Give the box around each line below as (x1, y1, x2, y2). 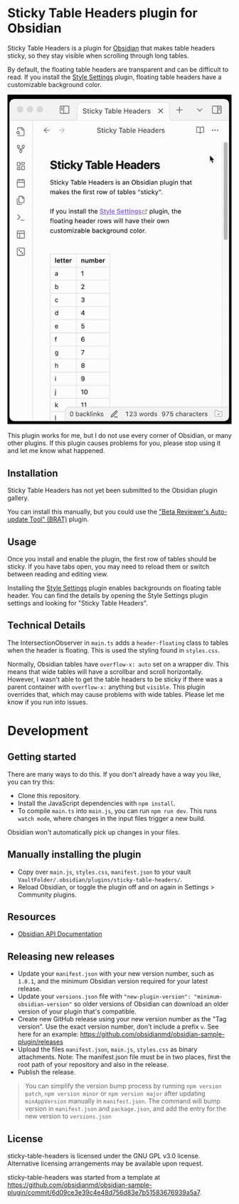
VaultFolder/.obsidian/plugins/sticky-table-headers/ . (17, 875, 183, 884)
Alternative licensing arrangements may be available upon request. (7, 1159, 203, 1168)
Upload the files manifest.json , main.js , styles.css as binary (17, 1045, 198, 1053)
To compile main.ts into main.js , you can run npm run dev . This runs (17, 806, 217, 815)
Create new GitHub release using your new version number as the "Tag (17, 1015, 227, 1024)
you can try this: (7, 777, 55, 786)
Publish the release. (17, 1068, 76, 1076)
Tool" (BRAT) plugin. (29, 515, 89, 524)
